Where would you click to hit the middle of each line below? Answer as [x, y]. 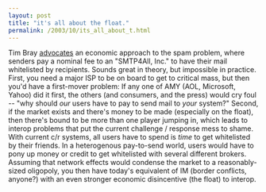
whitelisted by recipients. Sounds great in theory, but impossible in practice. [132, 70]
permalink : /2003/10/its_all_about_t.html [79, 30]
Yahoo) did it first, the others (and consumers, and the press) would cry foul [132, 95]
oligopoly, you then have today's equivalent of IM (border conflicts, [137, 171]
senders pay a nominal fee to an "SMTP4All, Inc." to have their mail [118, 61]
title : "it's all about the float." [69, 23]
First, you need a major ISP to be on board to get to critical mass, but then [129, 78]
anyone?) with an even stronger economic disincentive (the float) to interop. [132, 179]
